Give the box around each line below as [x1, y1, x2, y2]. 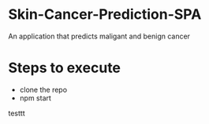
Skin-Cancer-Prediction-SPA [8, 5, 202, 24]
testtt [8, 108, 25, 118]
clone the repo [19, 85, 68, 94]
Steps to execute [8, 59, 121, 77]
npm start [19, 93, 51, 103]
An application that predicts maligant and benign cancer [8, 31, 191, 41]
